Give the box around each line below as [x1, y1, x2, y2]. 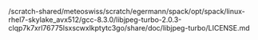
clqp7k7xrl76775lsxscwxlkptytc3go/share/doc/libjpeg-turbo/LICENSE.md [8, 24, 250, 32]
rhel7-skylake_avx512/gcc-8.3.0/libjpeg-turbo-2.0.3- [8, 15, 182, 24]
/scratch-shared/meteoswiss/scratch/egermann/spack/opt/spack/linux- [8, 7, 246, 16]
